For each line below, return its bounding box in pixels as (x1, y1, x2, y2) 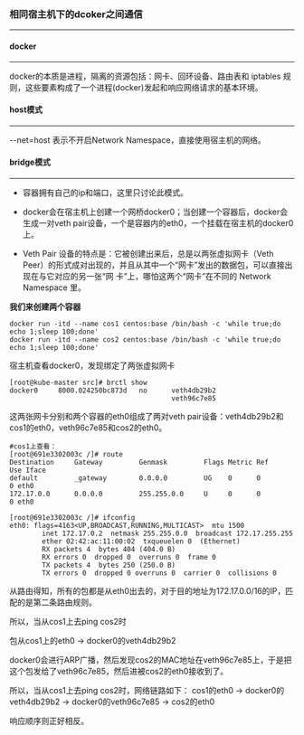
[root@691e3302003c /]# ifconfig (9, 513, 136, 522)
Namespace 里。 (22, 282, 86, 293)
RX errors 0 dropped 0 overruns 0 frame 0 (42, 552, 217, 561)
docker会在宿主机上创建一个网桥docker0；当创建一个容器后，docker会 (22, 206, 288, 217)
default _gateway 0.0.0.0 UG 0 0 (9, 473, 261, 483)
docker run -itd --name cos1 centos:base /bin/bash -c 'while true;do (9, 319, 281, 328)
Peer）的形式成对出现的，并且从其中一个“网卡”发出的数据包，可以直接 (22, 259, 285, 270)
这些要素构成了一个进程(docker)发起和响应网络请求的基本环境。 (24, 81, 263, 92)
